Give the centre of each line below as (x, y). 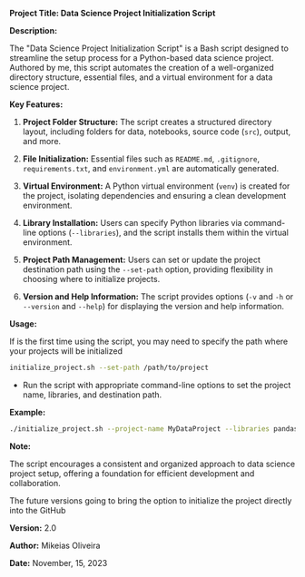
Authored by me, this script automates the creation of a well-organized (142, 68)
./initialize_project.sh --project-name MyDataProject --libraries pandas (154, 429)
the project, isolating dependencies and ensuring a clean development (154, 196)
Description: (33, 30)
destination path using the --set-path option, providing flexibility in (148, 269)
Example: (28, 412)
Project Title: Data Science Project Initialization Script (113, 13)
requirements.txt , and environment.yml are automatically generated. (151, 168)
